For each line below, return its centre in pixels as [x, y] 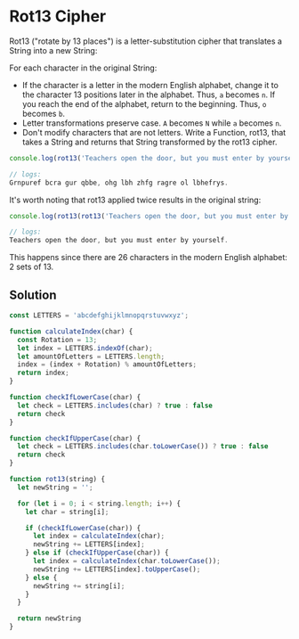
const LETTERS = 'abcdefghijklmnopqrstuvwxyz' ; [99, 315]
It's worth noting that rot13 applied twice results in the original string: [135, 200]
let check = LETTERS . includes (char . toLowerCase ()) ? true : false [143, 446]
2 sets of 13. [32, 267]
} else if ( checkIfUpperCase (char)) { [97, 553]
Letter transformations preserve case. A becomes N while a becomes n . [152, 123]
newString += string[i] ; [79, 586]
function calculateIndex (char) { [71, 332]
